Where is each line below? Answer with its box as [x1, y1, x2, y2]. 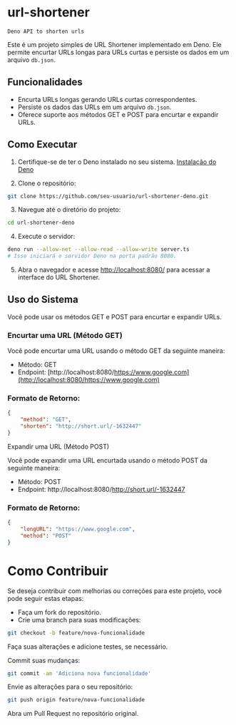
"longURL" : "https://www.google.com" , [20, 525, 135, 533]
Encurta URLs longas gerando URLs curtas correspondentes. [17, 95, 197, 103]
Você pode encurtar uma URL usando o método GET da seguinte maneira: [7, 346, 225, 355]
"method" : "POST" [20, 533, 72, 540]
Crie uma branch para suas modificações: [17, 615, 141, 624]
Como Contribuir [7, 562, 108, 579]
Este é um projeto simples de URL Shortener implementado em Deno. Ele [7, 40, 222, 48]
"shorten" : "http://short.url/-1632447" [20, 423, 142, 430]
